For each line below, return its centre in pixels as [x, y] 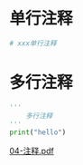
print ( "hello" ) [38, 132]
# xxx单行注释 [33, 43]
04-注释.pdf [32, 151]
